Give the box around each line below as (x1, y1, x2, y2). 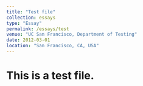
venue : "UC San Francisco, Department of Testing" (6, 31, 138, 38)
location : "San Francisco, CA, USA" (6, 43, 99, 49)
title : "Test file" (6, 8, 56, 15)
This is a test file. (6, 69, 94, 82)
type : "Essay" (6, 20, 43, 26)
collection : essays (6, 15, 56, 21)
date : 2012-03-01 (6, 37, 51, 43)
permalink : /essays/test (6, 25, 69, 32)
